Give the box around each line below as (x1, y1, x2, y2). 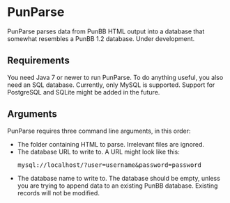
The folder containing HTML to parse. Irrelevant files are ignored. (17, 140, 204, 148)
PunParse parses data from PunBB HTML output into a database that (7, 27, 205, 35)
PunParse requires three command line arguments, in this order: (7, 127, 191, 135)
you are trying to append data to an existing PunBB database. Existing (17, 181, 218, 190)
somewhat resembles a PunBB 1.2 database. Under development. (7, 34, 195, 42)
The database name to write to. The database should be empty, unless (17, 174, 221, 182)
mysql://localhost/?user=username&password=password (17, 161, 202, 169)
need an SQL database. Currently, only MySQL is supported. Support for (7, 81, 215, 89)
